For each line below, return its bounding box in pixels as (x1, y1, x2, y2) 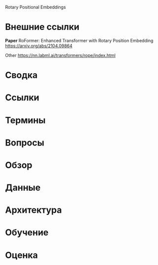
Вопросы (5, 137, 44, 148)
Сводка (5, 70, 38, 81)
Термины (5, 115, 46, 126)
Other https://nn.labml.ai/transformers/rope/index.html (5, 52, 116, 58)
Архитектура (5, 205, 63, 216)
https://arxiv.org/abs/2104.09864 (5, 43, 73, 49)
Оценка (5, 249, 38, 261)
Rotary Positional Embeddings (5, 4, 66, 10)
